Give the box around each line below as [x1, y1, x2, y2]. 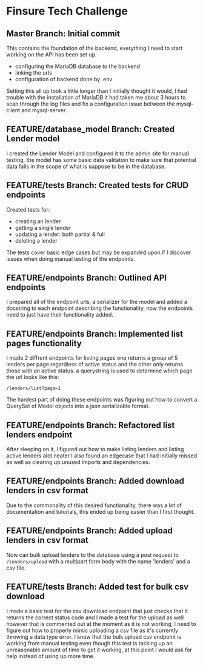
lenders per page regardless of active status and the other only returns [6, 361, 184, 368]
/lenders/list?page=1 [6, 385, 61, 392]
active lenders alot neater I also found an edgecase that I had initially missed [6, 452, 198, 459]
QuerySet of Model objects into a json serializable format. [6, 402, 150, 410]
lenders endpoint [6, 429, 73, 440]
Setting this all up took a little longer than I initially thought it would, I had [6, 87, 187, 95]
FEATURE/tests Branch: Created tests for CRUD [6, 180, 189, 190]
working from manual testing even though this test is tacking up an [6, 639, 173, 647]
